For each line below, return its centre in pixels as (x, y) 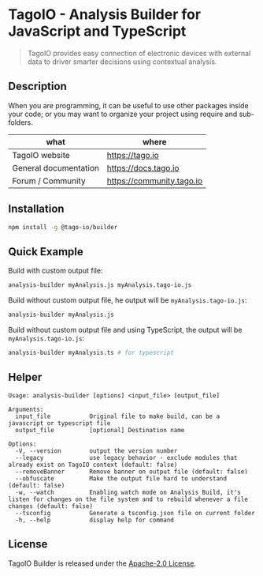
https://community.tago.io (155, 181)
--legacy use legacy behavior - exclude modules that (126, 457)
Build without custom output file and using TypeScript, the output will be (125, 330)
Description (37, 87)
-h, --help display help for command (95, 520)
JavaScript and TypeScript (97, 31)
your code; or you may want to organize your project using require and (123, 114)
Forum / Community (49, 181)
